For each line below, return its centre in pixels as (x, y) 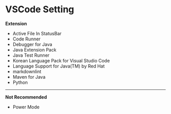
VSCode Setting (40, 9)
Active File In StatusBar (37, 33)
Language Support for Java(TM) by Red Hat (59, 66)
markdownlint (27, 71)
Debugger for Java (32, 44)
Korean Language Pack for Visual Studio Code (61, 60)
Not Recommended (26, 97)
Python (20, 82)
